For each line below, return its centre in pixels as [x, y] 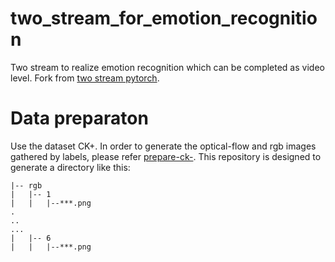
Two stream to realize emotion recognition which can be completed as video [167, 67]
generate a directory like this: [70, 167]
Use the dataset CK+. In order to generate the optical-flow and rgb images [163, 146]
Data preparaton [79, 118]
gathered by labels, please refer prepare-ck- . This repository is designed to [166, 156]
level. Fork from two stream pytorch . [85, 78]
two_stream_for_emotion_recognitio [164, 18]
